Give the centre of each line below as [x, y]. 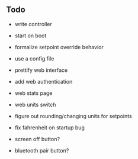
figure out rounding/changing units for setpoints [73, 116]
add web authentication [44, 81]
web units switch [35, 104]
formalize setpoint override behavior [59, 47]
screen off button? [37, 139]
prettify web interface [41, 70]
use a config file [34, 58]
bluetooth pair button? [42, 150]
